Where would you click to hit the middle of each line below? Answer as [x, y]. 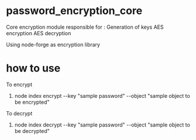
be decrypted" [32, 131]
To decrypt [19, 113]
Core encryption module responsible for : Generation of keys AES [85, 27]
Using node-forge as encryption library [53, 45]
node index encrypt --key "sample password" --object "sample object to [102, 95]
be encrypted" [32, 102]
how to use [33, 68]
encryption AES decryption [39, 33]
